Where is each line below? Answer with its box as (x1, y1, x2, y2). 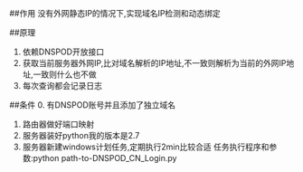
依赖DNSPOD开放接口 (22, 46, 105, 57)
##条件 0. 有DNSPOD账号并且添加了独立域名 (9, 100, 176, 110)
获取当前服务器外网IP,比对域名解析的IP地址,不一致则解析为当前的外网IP (22, 58, 287, 68)
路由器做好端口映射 (22, 119, 95, 129)
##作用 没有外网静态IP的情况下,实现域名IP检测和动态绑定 (9, 8, 222, 18)
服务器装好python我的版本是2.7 (22, 130, 140, 140)
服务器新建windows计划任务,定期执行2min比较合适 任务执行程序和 (22, 141, 270, 152)
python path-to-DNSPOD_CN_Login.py (33, 153, 177, 163)
